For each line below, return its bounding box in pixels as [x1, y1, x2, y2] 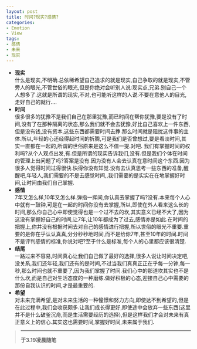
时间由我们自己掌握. [26, 179, 74, 186]
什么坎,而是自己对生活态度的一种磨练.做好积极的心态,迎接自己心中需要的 [14, 274, 189, 282]
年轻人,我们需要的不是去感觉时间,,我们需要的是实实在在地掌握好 [26, 171, 180, 179]
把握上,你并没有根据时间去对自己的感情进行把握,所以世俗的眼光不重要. [14, 223, 184, 230]
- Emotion [6, 25, 30, 31]
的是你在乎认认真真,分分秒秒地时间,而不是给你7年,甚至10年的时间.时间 [19, 230, 189, 238]
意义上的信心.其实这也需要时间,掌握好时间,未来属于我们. [19, 318, 154, 326]
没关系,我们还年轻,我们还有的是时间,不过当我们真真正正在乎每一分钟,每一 [14, 259, 191, 267]
